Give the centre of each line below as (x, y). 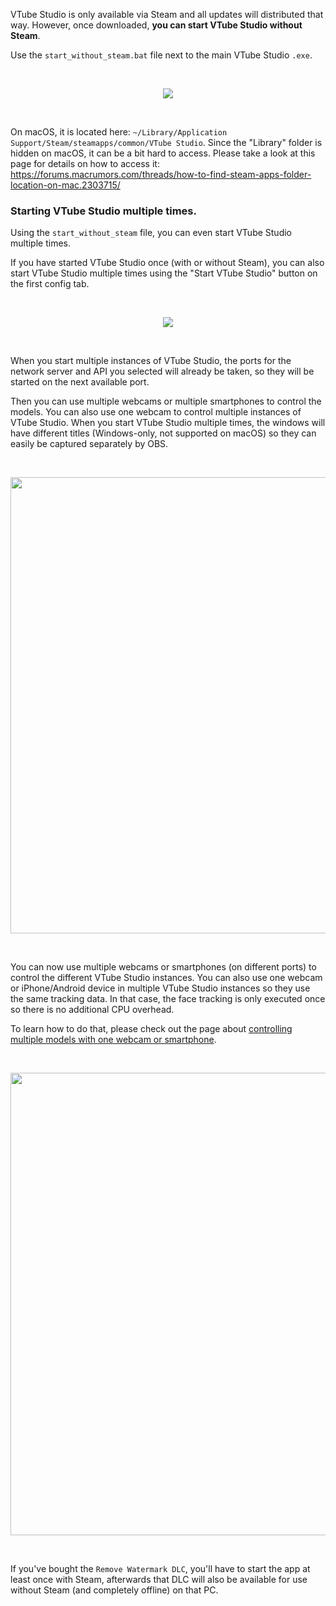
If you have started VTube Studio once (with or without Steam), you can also (167, 263)
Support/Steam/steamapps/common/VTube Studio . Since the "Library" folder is (166, 142)
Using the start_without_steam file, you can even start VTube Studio (151, 233)
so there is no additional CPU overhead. (92, 1010)
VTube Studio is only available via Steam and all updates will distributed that (167, 14)
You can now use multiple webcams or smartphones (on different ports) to (163, 967)
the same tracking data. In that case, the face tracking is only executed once (168, 999)
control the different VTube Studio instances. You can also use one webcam (166, 978)
